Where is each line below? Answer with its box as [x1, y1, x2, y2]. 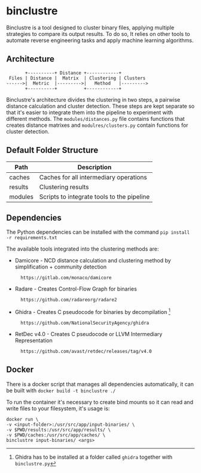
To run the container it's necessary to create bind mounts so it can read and [6, 398, 193, 405]
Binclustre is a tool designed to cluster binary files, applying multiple [6, 24, 175, 31]
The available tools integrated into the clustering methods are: [6, 245, 159, 252]
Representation [14, 337, 53, 344]
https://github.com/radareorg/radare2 [20, 297, 117, 303]
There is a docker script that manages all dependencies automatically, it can [6, 380, 194, 387]
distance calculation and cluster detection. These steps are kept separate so [6, 102, 195, 109]
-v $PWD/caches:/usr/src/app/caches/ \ [6, 432, 106, 438]
